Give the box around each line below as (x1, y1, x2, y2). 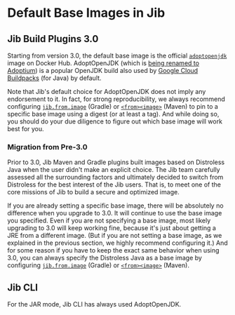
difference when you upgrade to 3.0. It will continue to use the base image (7, 209, 222, 217)
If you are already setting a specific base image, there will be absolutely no (7, 201, 224, 210)
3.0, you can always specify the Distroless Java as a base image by (7, 254, 202, 262)
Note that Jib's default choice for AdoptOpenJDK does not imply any (7, 88, 206, 95)
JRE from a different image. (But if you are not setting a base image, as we (7, 232, 222, 240)
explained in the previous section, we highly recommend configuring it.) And (7, 239, 228, 247)
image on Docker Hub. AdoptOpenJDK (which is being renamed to (7, 59, 200, 67)
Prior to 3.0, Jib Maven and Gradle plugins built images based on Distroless (7, 158, 225, 166)
